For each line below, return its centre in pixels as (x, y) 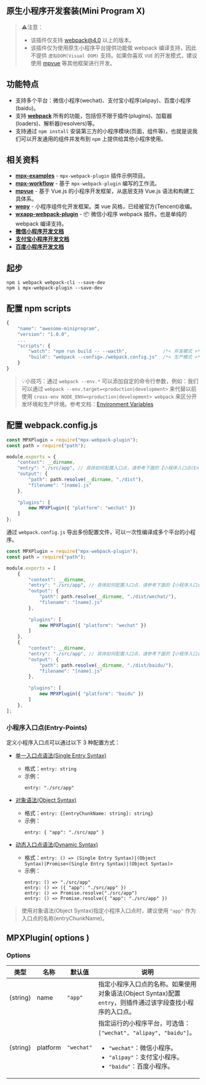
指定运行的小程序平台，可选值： (144, 1024)
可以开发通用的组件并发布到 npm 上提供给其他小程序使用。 (93, 139)
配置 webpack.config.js (52, 425)
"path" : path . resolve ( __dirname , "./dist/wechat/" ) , (108, 597)
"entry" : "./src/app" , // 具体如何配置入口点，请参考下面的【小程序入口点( (106, 468)
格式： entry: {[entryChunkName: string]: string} (89, 813)
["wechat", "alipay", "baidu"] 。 (147, 1033)
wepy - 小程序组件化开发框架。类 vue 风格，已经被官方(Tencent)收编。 (105, 206)
